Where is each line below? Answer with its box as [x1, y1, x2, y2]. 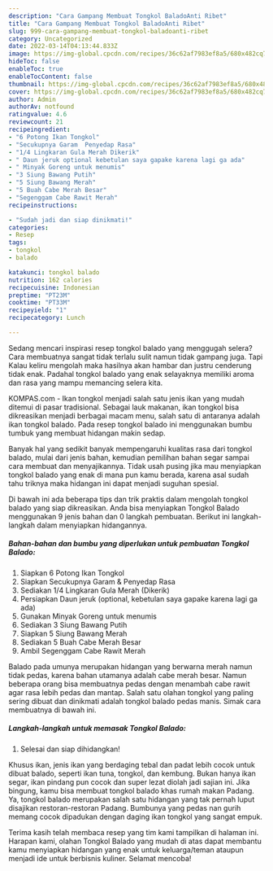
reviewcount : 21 [8, 118, 63, 126]
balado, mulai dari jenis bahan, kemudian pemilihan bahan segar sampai [8, 453, 249, 462]
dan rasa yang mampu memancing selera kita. [8, 378, 163, 387]
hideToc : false [8, 58, 60, 66]
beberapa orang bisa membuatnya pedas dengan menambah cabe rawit [8, 679, 250, 689]
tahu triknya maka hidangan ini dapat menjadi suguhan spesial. [8, 478, 219, 488]
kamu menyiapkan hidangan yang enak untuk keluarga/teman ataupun [8, 844, 244, 855]
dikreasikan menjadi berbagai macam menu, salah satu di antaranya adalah [8, 410, 260, 420]
